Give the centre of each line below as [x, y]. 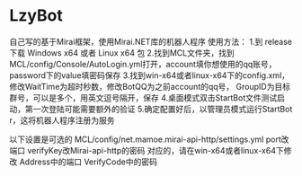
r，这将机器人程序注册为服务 [62, 120]
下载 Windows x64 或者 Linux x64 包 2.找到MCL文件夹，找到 [122, 53]
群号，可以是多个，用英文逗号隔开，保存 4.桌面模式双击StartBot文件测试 [143, 97]
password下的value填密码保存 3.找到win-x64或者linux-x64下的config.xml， [150, 75]
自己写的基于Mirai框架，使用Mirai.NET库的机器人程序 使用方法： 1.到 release [151, 41]
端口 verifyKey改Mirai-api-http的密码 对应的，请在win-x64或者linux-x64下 [147, 150]
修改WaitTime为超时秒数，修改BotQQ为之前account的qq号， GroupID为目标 [150, 86]
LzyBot [36, 16]
